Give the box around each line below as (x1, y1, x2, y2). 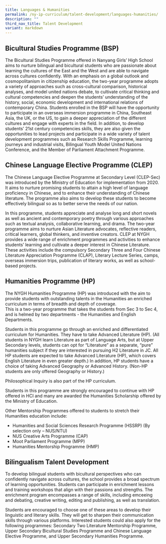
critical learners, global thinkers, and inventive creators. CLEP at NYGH (5, 231, 150, 237)
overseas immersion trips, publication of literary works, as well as (5, 257, 139, 263)
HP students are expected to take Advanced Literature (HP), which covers (5, 352, 156, 358)
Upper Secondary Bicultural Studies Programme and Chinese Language (5, 528, 152, 534)
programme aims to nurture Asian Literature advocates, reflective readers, (5, 226, 157, 232)
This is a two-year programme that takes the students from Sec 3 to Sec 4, (5, 306, 158, 312)
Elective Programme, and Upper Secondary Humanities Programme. (5, 533, 145, 539)
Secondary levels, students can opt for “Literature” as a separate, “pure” (5, 342, 153, 348)
